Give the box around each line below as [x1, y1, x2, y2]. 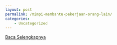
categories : [5, 16, 30, 21]
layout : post [5, 7, 32, 12]
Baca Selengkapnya [5, 34, 46, 40]
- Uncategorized [14, 21, 48, 26]
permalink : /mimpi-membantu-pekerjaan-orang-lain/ [5, 12, 113, 17]
